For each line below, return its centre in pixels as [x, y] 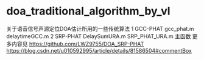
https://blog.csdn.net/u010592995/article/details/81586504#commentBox [99, 50]
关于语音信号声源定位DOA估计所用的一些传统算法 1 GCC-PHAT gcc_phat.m [100, 28]
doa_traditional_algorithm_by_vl [88, 11]
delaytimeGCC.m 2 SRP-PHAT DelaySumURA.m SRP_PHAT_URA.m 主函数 [99, 36]
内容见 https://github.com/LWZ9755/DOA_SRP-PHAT [78, 44]
